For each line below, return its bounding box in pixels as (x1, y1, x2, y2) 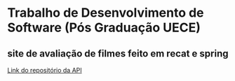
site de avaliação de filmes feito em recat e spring (7, 47, 229, 59)
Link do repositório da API (7, 66, 82, 74)
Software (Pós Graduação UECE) (7, 20, 201, 36)
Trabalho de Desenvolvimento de (7, 5, 205, 21)
